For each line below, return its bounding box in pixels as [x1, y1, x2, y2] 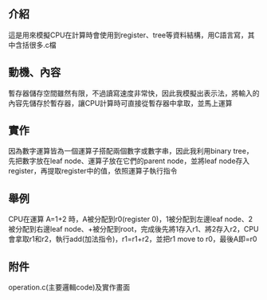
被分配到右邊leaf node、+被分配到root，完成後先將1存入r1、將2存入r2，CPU [8, 224, 259, 234]
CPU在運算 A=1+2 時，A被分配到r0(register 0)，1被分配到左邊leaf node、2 [8, 214, 253, 224]
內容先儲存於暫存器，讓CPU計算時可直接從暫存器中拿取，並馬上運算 [8, 98, 233, 107]
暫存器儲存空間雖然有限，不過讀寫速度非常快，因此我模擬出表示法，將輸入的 [8, 88, 260, 98]
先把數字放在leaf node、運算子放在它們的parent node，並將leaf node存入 [8, 156, 250, 166]
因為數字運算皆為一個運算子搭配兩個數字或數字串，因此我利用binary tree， [8, 146, 253, 156]
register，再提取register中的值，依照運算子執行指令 [8, 166, 178, 176]
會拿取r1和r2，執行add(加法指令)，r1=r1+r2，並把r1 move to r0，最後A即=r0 [8, 234, 257, 244]
